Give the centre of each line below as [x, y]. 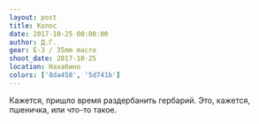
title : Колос [33, 26]
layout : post [33, 17]
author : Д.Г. [33, 42]
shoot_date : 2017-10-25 [53, 58]
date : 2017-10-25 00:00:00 [59, 34]
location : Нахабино [45, 67]
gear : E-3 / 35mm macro [53, 50]
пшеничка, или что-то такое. [63, 109]
